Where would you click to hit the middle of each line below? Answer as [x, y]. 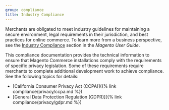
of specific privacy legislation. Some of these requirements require [74, 66]
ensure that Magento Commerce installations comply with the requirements [83, 60]
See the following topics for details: [42, 76]
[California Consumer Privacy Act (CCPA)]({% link [65, 86]
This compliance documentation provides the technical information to [77, 55]
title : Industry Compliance [35, 15]
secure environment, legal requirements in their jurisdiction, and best [77, 34]
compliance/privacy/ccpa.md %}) [47, 91]
